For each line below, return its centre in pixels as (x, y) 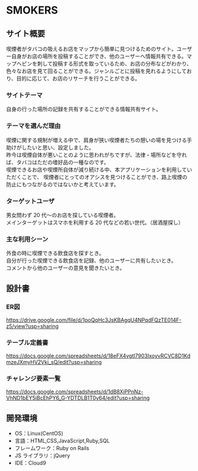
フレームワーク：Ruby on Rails (52, 448)
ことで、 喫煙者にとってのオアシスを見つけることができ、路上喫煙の (105, 177)
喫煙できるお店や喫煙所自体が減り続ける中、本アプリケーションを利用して (97, 170)
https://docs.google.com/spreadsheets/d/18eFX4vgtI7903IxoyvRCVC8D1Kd (98, 356)
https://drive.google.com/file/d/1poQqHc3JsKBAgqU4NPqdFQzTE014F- (94, 320)
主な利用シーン (27, 239)
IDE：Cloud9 (30, 463)
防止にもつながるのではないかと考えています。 (63, 184)
